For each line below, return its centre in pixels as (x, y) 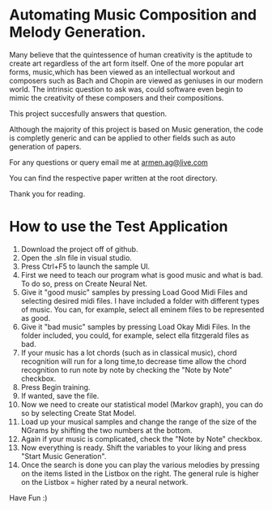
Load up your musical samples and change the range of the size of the (139, 421)
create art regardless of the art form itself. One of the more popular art (127, 63)
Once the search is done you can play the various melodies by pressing (140, 465)
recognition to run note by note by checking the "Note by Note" (127, 370)
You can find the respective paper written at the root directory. (113, 178)
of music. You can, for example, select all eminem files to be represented (142, 309)
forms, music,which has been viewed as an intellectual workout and (122, 71)
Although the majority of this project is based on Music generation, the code (136, 129)
